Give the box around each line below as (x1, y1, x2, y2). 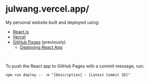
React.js (12, 29, 29, 34)
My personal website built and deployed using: (5, 19, 100, 25)
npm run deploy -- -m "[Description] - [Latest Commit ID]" (5, 72, 131, 77)
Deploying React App (20, 44, 63, 50)
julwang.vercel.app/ (5, 3, 89, 15)
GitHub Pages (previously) (12, 39, 66, 45)
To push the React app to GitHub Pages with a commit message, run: (5, 63, 145, 69)
